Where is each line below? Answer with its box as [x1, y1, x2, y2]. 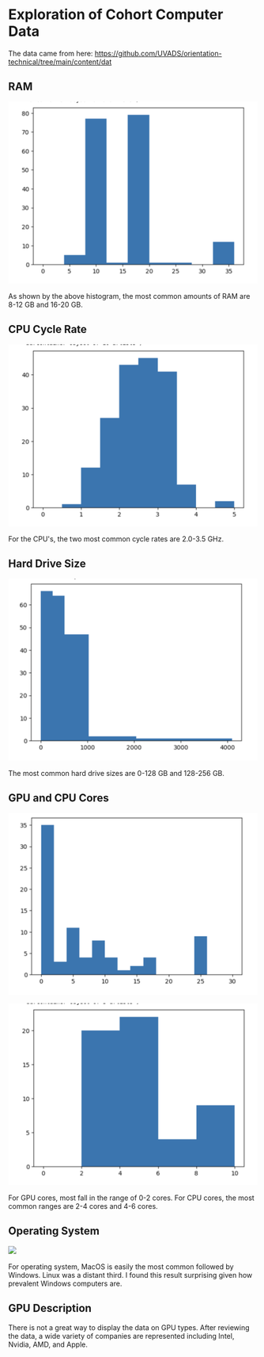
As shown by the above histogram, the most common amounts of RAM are [8, 291, 251, 300]
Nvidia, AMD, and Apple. [8, 1340, 89, 1349]
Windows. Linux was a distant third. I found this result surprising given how [8, 1270, 253, 1279]
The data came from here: [8, 48, 93, 58]
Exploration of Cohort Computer [8, 6, 224, 24]
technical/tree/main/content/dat [8, 57, 112, 67]
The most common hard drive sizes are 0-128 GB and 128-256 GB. [8, 768, 225, 778]
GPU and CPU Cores [8, 791, 109, 805]
